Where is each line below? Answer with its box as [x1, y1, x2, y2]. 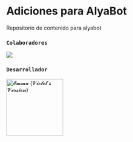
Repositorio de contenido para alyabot [6, 24, 102, 31]
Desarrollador [6, 66, 48, 73]
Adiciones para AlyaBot [6, 4, 127, 18]
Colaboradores [6, 39, 48, 46]
